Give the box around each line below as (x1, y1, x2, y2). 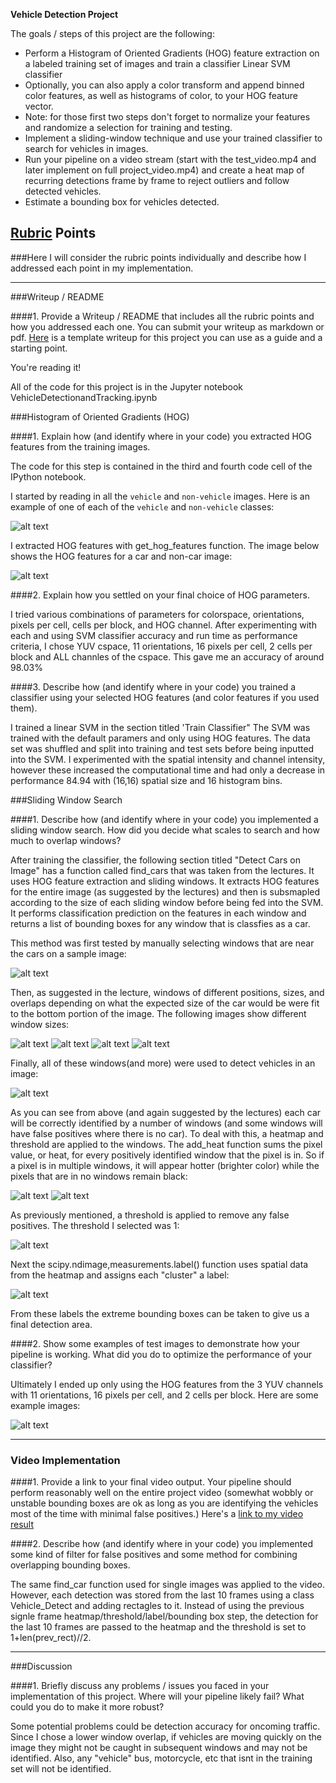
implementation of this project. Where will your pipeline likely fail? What (10, 1690, 305, 1703)
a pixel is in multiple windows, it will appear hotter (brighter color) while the (10, 1159, 320, 1171)
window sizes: (10, 1018, 70, 1030)
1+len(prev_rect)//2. (10, 1632, 92, 1644)
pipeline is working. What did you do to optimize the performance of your (10, 1348, 312, 1360)
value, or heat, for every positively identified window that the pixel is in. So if (10, 1149, 325, 1161)
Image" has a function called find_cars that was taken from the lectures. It (10, 864, 315, 876)
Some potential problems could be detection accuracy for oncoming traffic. (10, 1720, 321, 1733)
